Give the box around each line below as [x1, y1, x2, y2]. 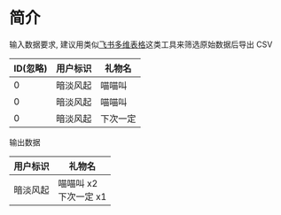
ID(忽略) [13, 62, 48, 74]
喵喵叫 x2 [58, 177, 98, 189]
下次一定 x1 [58, 190, 107, 203]
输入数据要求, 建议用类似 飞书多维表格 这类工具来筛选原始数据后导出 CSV [9, 39, 273, 50]
